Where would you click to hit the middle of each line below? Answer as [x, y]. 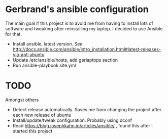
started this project [32, 131]
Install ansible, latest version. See [47, 43]
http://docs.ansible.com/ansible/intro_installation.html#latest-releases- [87, 49]
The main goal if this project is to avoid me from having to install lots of [79, 23]
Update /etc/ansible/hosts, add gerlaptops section [65, 60]
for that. [13, 34]
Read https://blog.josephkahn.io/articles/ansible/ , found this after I [83, 125]
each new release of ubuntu [42, 115]
